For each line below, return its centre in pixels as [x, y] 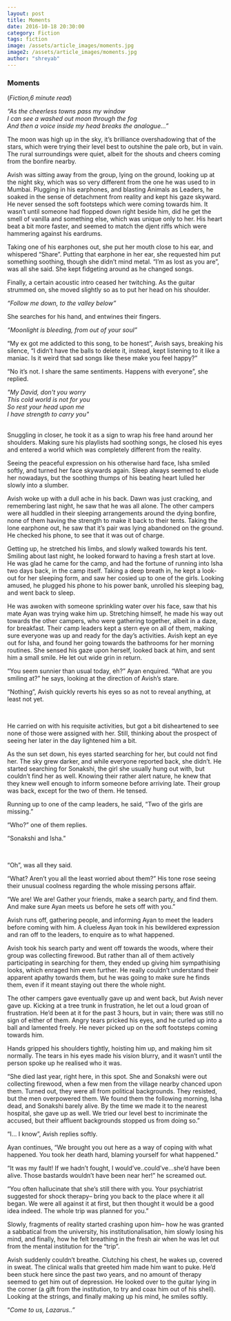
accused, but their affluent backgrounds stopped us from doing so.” [103, 1120]
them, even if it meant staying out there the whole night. [87, 985]
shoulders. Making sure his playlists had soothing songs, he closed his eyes [115, 443]
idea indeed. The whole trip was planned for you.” [78, 1211]
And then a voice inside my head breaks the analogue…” [88, 126]
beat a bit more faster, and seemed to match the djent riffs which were [107, 226]
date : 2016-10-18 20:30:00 [46, 26]
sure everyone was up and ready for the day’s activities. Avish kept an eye [112, 636]
